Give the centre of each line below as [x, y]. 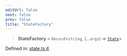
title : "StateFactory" [29, 24]
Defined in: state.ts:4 [27, 48]
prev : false [18, 19]
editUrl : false [21, 10]
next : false [18, 15]
